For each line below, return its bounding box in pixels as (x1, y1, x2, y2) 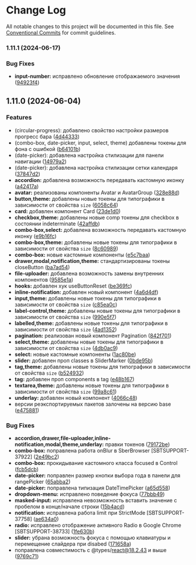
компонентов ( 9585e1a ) (14, 276, 74, 283)
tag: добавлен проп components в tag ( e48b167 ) (14, 375, 135, 382)
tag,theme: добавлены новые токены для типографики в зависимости (14, 363, 191, 370)
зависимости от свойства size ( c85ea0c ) (14, 301, 118, 308)
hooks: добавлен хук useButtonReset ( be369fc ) (14, 282, 133, 289)
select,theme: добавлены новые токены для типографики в (14, 338, 164, 345)
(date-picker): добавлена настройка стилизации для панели (14, 152, 164, 159)
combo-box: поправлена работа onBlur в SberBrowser (14, 447, 150, 454)
